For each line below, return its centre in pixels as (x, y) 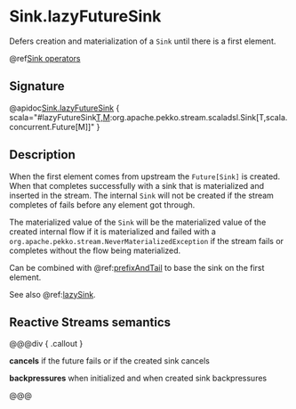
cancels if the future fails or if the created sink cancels (110, 361)
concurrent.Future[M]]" (52, 127)
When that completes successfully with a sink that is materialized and (137, 185)
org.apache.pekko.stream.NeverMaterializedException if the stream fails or (147, 241)
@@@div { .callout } (46, 344)
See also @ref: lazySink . (52, 294)
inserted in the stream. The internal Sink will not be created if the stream (141, 195)
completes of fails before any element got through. (102, 204)
